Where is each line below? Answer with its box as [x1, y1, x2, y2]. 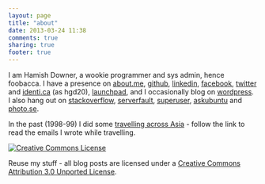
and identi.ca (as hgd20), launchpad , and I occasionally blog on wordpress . [8, 87, 255, 96]
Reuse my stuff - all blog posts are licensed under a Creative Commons [8, 159, 241, 167]
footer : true [8, 48, 51, 56]
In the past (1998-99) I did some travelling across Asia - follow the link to [8, 120, 245, 128]
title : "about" [8, 19, 59, 27]
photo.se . [8, 104, 40, 113]
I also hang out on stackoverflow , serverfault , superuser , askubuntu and [8, 96, 243, 105]
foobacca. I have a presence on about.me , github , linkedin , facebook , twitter [8, 79, 257, 88]
